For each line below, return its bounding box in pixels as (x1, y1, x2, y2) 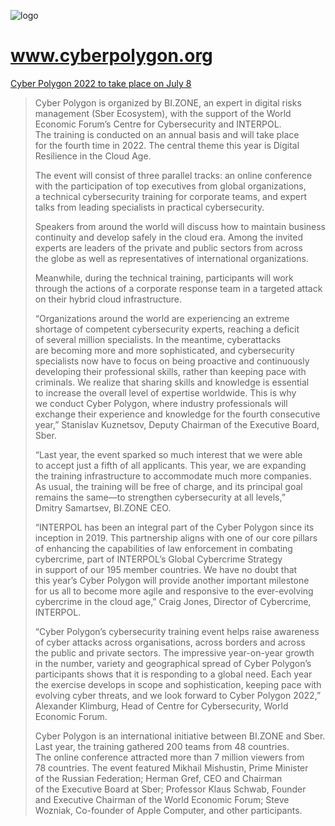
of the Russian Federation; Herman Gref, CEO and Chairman (34, 772, 283, 784)
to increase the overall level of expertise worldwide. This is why (34, 386, 297, 399)
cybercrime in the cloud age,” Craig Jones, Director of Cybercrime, (34, 595, 312, 607)
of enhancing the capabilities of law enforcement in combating (34, 542, 293, 554)
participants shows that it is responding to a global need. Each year (34, 668, 313, 680)
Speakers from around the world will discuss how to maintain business (34, 220, 326, 232)
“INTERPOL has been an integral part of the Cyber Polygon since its (34, 521, 315, 533)
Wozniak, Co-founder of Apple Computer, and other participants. (34, 804, 303, 816)
